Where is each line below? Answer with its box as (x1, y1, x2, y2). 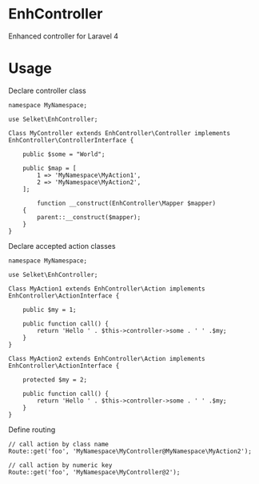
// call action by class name (8, 440, 110, 448)
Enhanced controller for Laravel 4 (8, 31, 118, 41)
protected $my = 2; (22, 375, 88, 384)
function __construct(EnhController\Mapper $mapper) (37, 199, 217, 207)
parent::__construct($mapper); (37, 213, 141, 221)
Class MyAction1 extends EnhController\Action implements (8, 285, 205, 293)
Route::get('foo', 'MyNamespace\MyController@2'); (8, 468, 181, 476)
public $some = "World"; (22, 150, 106, 158)
